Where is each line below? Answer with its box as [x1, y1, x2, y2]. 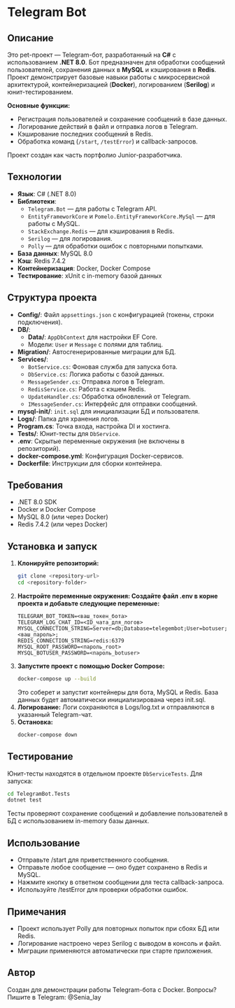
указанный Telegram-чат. [17, 710, 93, 718]
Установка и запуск [7, 540, 98, 552]
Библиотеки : [17, 197, 57, 205]
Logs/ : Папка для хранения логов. [17, 414, 120, 423]
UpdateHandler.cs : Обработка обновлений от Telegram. [27, 392, 191, 400]
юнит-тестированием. [7, 88, 73, 96]
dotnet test [7, 797, 42, 804]
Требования [7, 479, 63, 491]
